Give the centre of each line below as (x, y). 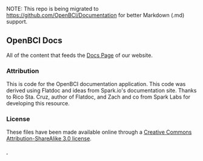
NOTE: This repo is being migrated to (52, 9)
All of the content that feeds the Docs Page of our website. (80, 55)
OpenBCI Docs (34, 41)
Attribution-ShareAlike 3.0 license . (49, 139)
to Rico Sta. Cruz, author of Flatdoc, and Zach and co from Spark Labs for (98, 97)
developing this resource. (38, 103)
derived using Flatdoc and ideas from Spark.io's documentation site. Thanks (101, 91)
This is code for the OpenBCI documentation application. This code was (96, 84)
